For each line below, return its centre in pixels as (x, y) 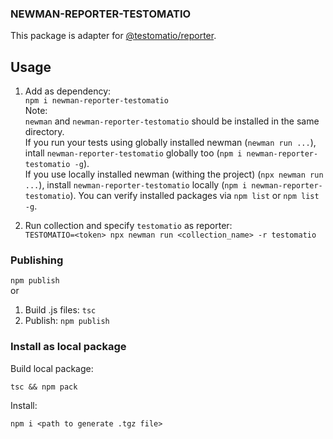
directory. (44, 132)
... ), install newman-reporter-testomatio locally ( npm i (136, 185)
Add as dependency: (68, 91)
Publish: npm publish (67, 321)
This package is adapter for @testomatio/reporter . (113, 36)
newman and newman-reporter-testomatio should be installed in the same (172, 121)
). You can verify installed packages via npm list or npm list (194, 196)
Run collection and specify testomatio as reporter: (128, 226)
